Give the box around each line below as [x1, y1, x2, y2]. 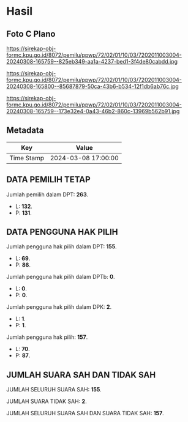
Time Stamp [9, 154, 45, 162]
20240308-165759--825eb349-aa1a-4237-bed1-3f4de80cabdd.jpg [6, 58, 178, 65]
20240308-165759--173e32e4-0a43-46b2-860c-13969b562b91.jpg [6, 108, 180, 114]
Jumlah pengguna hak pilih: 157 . [6, 333, 88, 341]
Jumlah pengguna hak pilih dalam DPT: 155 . [6, 243, 118, 250]
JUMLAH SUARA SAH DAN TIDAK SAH [6, 369, 156, 380]
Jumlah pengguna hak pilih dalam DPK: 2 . [6, 303, 112, 311]
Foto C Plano [6, 29, 56, 39]
